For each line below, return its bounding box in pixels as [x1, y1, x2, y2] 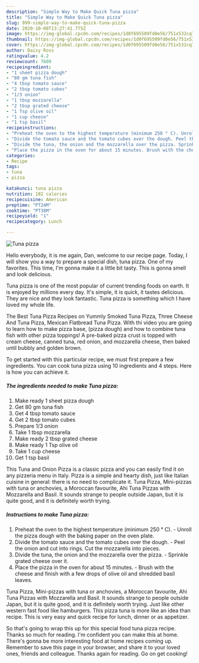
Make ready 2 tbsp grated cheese [14, 435, 98, 442]
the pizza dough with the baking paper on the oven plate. [14, 532, 155, 539]
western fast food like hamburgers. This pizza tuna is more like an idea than [6, 606, 191, 614]
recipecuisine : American [6, 196, 68, 202]
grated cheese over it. [14, 557, 69, 564]
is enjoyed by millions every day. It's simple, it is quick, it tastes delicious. [6, 289, 185, 295]
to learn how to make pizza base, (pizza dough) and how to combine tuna [6, 326, 186, 332]
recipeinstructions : [6, 125, 57, 131]
